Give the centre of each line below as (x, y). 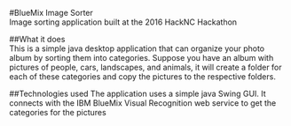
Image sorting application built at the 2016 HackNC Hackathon (123, 22)
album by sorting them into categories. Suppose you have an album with (142, 58)
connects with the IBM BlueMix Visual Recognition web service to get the (143, 103)
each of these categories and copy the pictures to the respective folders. (143, 77)
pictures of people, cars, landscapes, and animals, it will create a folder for (145, 67)
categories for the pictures (58, 112)
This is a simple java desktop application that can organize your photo (137, 48)
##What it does (37, 39)
